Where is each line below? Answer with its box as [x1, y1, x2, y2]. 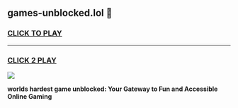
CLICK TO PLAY [7, 28, 62, 38]
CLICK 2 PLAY [7, 55, 57, 65]
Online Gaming [7, 92, 52, 100]
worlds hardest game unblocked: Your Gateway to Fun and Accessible [7, 85, 218, 93]
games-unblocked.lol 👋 [7, 7, 113, 19]
